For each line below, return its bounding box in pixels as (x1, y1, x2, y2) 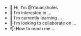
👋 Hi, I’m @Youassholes (9, 5, 58, 10)
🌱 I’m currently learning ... (9, 15, 62, 20)
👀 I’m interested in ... (9, 10, 52, 16)
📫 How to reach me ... (9, 26, 55, 31)
